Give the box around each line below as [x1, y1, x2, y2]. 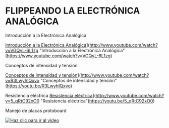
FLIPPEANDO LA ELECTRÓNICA [5, 5, 140, 17]
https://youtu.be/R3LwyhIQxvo [7, 83, 71, 89]
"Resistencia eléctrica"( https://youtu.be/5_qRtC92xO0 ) [40, 98, 155, 104]
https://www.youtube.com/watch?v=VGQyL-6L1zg [7, 53, 111, 59]
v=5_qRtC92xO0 [5, 98, 40, 104]
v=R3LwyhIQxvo [5, 77, 39, 83]
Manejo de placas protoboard [5, 107, 67, 113]
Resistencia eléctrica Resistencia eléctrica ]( [5, 92, 96, 98]
